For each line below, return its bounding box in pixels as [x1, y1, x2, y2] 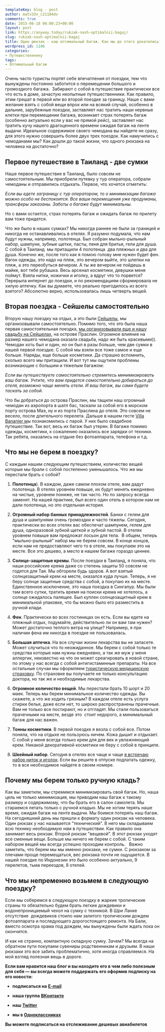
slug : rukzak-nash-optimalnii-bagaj [5, 35, 80, 40]
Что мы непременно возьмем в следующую [5, 876, 149, 885]
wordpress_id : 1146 [5, 44, 45, 49]
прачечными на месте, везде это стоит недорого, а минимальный [12, 711, 153, 717]
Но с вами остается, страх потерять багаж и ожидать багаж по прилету [5, 210, 157, 216]
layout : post [5, 26, 32, 30]
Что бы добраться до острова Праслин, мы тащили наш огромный [5, 397, 145, 403]
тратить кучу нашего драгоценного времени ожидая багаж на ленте [5, 122, 149, 128]
